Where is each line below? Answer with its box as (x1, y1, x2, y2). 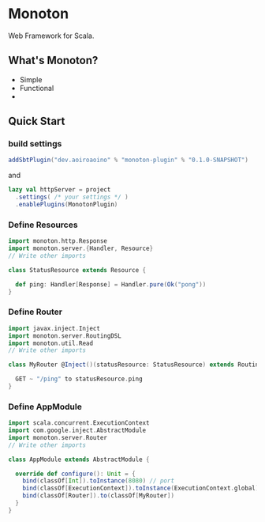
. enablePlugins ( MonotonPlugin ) (15, 201, 118, 209)
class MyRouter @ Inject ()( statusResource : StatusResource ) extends (8, 361, 235, 369)
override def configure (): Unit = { (15, 470, 136, 478)
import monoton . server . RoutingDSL (8, 331, 122, 340)
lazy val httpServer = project (8, 186, 111, 194)
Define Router (8, 306, 63, 317)
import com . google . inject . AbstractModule (8, 426, 147, 435)
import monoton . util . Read (8, 339, 93, 347)
